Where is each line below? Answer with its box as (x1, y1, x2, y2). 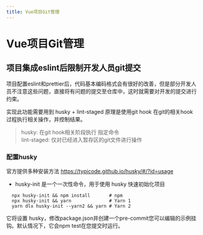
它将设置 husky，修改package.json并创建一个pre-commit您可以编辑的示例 (6, 214, 192, 222)
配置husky (6, 153, 37, 161)
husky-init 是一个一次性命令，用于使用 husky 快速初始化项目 (14, 180, 166, 188)
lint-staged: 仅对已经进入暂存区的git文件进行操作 (21, 136, 143, 143)
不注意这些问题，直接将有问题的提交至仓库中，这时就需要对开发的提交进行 (11, 87, 197, 94)
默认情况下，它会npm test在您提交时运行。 (16, 222, 124, 229)
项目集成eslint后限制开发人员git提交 (6, 63, 141, 73)
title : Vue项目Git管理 (6, 8, 60, 15)
